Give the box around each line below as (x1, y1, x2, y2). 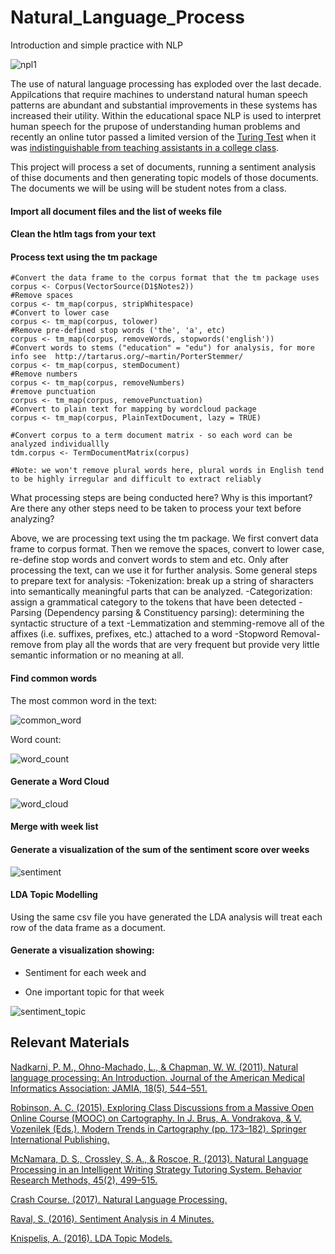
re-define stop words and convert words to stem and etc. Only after (10, 554, 289, 566)
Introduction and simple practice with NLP (10, 39, 184, 51)
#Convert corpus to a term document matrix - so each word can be (10, 431, 293, 441)
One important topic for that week (24, 986, 165, 998)
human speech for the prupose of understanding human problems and (10, 120, 301, 132)
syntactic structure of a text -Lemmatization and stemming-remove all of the (10, 617, 325, 630)
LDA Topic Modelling (10, 889, 98, 901)
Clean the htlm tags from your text (10, 228, 157, 240)
